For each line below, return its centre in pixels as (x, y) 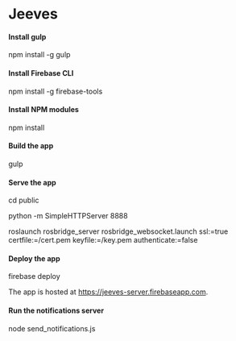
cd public (24, 200)
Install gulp (27, 36)
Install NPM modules (43, 110)
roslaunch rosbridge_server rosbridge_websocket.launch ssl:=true (118, 231)
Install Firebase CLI (41, 73)
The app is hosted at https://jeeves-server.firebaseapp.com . (108, 292)
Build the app (31, 146)
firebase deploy (34, 277)
